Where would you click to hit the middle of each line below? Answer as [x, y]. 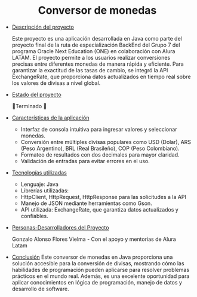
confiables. [35, 216]
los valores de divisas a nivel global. [56, 83]
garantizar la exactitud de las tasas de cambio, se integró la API [90, 70]
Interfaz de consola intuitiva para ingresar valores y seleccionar [99, 129]
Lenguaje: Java [39, 184]
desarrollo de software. [41, 289]
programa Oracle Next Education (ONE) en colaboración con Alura [93, 51]
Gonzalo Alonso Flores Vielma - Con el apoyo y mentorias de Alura [94, 239]
